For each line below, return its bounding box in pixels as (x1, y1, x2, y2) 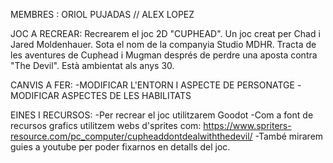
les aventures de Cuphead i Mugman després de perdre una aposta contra (10, 49, 318, 61)
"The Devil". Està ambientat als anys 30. (10, 60, 175, 71)
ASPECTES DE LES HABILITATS (61, 90, 192, 101)
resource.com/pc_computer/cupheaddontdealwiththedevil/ (10, 130, 253, 142)
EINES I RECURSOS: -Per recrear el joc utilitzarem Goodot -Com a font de (10, 109, 314, 121)
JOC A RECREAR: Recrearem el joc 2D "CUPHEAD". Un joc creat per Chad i (10, 28, 321, 39)
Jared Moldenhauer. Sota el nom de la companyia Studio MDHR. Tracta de (10, 39, 317, 50)
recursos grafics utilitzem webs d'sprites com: (10, 120, 202, 131)
